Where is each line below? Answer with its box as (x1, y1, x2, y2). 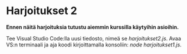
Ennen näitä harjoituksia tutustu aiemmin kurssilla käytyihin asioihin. (6, 23, 179, 31)
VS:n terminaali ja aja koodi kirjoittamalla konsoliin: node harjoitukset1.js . (6, 41, 182, 48)
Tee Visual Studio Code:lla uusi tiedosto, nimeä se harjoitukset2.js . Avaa (6, 35, 182, 42)
